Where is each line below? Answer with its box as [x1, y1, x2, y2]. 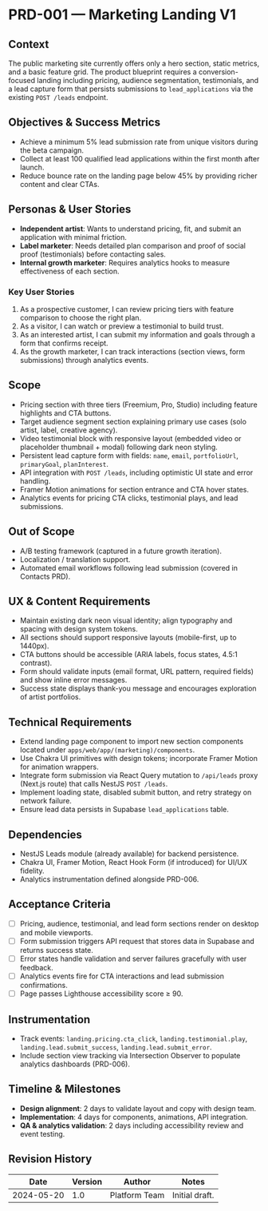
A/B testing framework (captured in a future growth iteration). [19, 546, 222, 556]
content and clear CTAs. [19, 179, 100, 189]
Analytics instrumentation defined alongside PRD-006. [19, 874, 199, 884]
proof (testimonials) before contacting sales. [19, 249, 166, 259]
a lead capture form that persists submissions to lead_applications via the [8, 84, 254, 94]
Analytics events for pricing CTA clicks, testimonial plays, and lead [19, 493, 238, 503]
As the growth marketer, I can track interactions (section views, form [19, 346, 246, 357]
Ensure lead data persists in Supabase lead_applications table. [19, 805, 229, 815]
